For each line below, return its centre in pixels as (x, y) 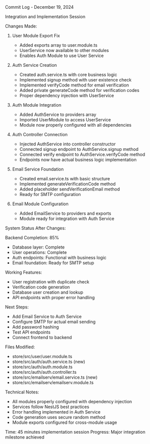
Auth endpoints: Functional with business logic (59, 258)
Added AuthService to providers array (58, 114)
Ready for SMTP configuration (50, 194)
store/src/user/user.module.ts (42, 356)
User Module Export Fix (36, 36)
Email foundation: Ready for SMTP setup (53, 263)
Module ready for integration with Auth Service (67, 219)
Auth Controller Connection (40, 134)
